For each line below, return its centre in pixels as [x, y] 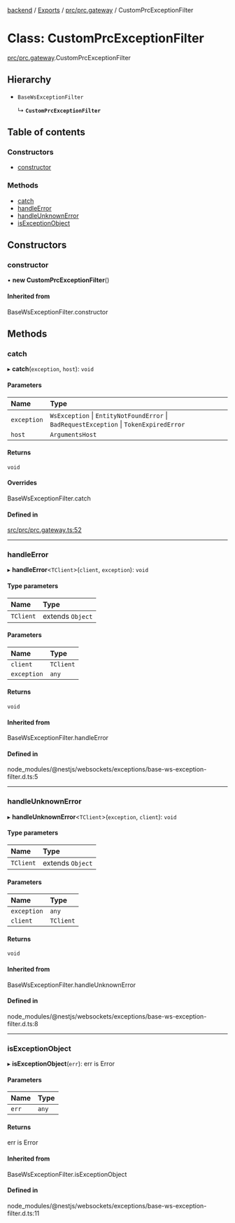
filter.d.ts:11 [23, 1213]
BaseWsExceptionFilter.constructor [58, 312]
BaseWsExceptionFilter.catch [49, 498]
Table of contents [46, 132]
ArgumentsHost [73, 434]
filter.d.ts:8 [23, 1023]
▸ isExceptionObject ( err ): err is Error [61, 1064]
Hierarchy [29, 80]
